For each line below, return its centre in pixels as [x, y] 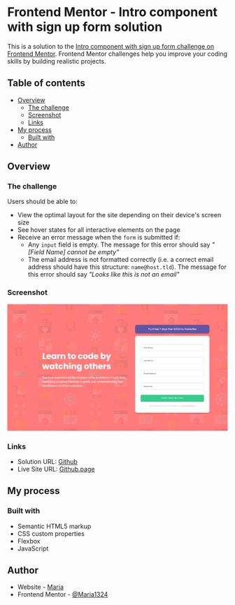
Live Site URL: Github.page [56, 469]
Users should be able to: [43, 202]
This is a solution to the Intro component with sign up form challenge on [111, 46]
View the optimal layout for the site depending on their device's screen [119, 215]
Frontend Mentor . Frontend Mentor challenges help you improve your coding [117, 54]
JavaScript [33, 548]
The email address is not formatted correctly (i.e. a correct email [121, 260]
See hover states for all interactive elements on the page [99, 230]
